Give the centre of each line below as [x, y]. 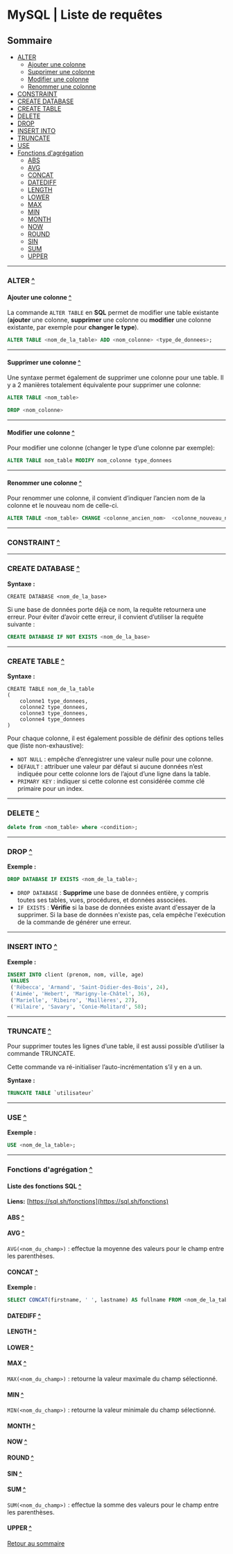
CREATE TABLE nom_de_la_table [51, 689]
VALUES [20, 981]
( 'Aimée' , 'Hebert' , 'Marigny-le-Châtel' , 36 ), [80, 994]
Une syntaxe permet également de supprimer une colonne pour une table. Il [115, 377]
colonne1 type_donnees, [54, 701]
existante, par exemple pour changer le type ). [73, 327]
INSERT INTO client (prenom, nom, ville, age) [76, 975]
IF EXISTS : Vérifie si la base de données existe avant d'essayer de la [116, 907]
